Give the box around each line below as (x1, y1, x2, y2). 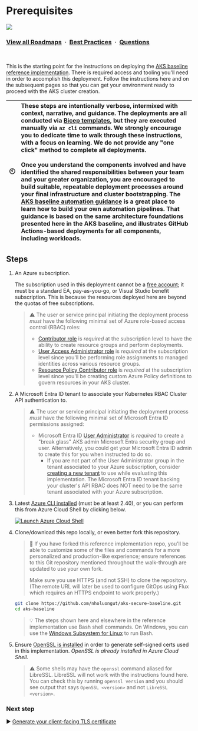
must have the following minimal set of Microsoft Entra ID (29, 414, 169, 422)
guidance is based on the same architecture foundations (21, 212, 184, 220)
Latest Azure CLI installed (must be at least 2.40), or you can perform (14, 500, 184, 507)
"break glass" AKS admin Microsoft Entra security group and (38, 438, 186, 445)
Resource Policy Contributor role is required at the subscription (38, 366, 192, 373)
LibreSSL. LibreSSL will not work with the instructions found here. (29, 671, 189, 678)
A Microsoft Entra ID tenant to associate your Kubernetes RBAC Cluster (14, 391, 187, 398)
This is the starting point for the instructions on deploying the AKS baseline (6, 63, 189, 70)
